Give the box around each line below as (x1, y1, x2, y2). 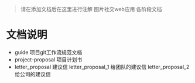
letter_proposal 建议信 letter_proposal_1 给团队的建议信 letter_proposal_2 (14, 63, 190, 70)
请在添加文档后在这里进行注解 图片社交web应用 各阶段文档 (20, 6, 162, 12)
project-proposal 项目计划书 (14, 56, 83, 63)
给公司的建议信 (14, 70, 51, 78)
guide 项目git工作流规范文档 (14, 49, 83, 56)
